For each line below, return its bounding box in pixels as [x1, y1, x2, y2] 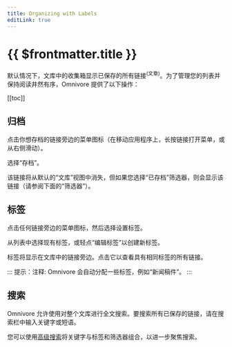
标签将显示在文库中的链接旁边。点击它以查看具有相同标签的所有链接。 [7, 252, 207, 261]
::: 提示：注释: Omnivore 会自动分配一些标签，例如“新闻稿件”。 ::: [7, 267, 193, 276]
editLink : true [7, 17, 51, 23]
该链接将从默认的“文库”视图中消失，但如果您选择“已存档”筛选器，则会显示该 [7, 173, 224, 181]
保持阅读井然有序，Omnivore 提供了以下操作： [7, 80, 139, 88]
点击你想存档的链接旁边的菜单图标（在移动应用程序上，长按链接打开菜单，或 [7, 135, 225, 143]
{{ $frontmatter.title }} [7, 46, 137, 62]
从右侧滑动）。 [7, 143, 47, 152]
